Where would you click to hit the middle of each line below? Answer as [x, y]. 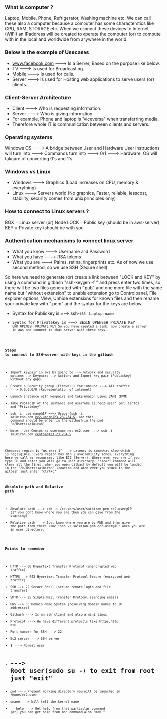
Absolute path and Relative [34, 487]
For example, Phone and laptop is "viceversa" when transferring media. [85, 119]
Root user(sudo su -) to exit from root [83, 671]
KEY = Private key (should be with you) [45, 228]
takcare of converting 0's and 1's [39, 159]
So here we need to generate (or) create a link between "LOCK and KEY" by [83, 277]
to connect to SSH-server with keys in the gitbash [59, 355]
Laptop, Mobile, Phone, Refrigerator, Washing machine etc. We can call [78, 18]
